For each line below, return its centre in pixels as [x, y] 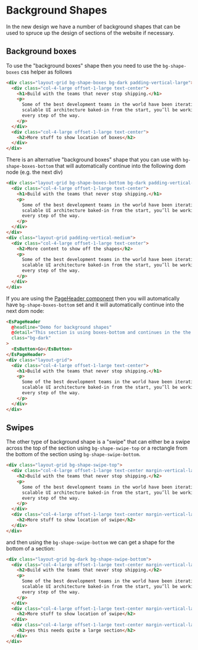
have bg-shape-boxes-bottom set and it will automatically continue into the [95, 305]
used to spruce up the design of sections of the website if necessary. [90, 32]
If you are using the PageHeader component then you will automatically [93, 298]
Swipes [20, 428]
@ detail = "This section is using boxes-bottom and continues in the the [101, 333]
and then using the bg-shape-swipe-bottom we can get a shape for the [90, 542]
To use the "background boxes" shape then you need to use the [84, 65]
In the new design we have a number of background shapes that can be [93, 27]
